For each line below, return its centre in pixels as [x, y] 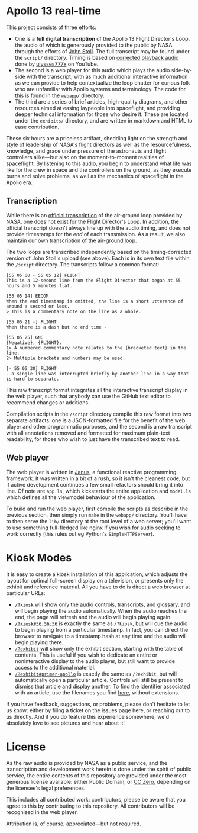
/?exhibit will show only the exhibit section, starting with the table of [99, 648]
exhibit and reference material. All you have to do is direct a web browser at [98, 587]
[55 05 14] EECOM [27, 296]
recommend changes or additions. [48, 402]
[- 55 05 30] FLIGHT [32, 368]
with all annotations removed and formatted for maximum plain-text [88, 433]
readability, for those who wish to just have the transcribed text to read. [93, 439]
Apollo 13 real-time [54, 11]
